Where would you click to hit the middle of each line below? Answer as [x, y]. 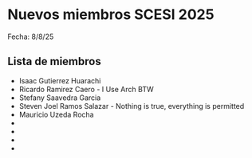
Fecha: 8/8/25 [31, 37]
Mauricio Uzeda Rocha [56, 114]
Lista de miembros [54, 62]
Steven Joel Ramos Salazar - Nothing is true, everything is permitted [132, 106]
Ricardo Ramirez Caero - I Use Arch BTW [86, 89]
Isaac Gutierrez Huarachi [60, 80]
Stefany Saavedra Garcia [60, 98]
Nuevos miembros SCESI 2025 [111, 15]
